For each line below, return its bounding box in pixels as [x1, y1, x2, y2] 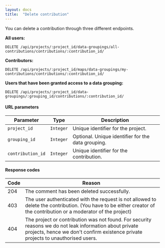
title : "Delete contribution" [5, 12, 69, 17]
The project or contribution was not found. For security [25, 216, 152, 223]
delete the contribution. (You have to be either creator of [25, 202, 155, 209]
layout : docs [5, 7, 32, 12]
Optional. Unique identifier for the [73, 133, 150, 140]
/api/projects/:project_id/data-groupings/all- [20, 44, 120, 49]
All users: [5, 35, 26, 41]
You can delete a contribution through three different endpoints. [5, 25, 134, 31]
